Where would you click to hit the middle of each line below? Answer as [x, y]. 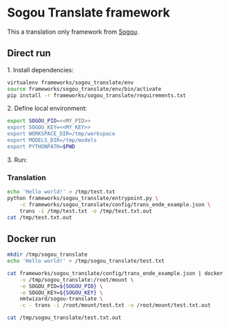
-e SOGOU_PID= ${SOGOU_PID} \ [61, 286]
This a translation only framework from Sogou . [73, 32]
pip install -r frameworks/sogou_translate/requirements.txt [97, 95]
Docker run [32, 239]
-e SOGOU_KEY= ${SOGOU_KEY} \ [61, 293]
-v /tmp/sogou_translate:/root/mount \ [77, 280]
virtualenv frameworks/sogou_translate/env [71, 83]
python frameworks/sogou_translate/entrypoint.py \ [83, 198]
